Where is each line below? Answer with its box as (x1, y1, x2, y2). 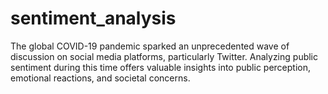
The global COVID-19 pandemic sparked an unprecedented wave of (10, 40, 290, 52)
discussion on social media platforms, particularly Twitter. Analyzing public (10, 50, 319, 62)
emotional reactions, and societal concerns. (10, 72, 191, 84)
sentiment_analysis (10, 7, 177, 30)
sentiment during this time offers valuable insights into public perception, (10, 61, 312, 73)
